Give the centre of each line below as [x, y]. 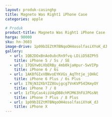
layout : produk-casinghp [31, 10]
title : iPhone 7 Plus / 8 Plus [46, 98]
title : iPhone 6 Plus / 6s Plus [47, 79]
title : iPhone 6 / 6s [36, 70]
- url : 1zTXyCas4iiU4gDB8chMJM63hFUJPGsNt [54, 93]
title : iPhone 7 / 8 [35, 88]
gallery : [14, 51]
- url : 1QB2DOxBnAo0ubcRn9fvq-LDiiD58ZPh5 [54, 56]
